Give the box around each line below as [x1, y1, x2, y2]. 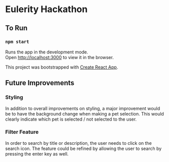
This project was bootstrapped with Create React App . [5, 64, 119, 70]
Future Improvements [5, 79, 75, 87]
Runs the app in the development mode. [5, 49, 88, 55]
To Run [5, 24, 28, 32]
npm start [5, 39, 29, 44]
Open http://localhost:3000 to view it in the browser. [5, 54, 114, 60]
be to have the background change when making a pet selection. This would [5, 111, 164, 117]
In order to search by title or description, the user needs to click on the [5, 140, 152, 146]
